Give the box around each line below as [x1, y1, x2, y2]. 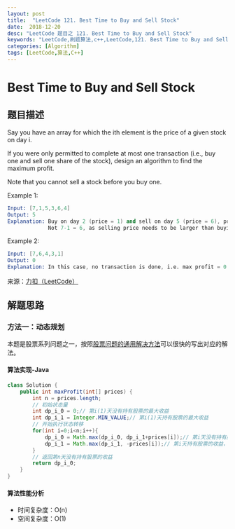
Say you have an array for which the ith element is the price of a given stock [7, 128, 227, 137]
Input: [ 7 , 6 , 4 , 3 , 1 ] [7, 250, 64, 258]
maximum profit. [7, 164, 55, 172]
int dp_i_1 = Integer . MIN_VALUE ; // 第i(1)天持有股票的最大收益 [32, 414, 209, 421]
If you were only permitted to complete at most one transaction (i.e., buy [7, 149, 216, 158]
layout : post [7, 10, 45, 18]
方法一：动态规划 [7, 322, 65, 332]
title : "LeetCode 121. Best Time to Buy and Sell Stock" [7, 17, 180, 24]
